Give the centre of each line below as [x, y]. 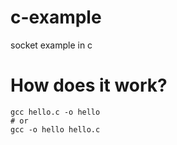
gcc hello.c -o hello [55, 112]
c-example [56, 17]
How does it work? [89, 85]
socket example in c [51, 45]
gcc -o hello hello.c [55, 129]
